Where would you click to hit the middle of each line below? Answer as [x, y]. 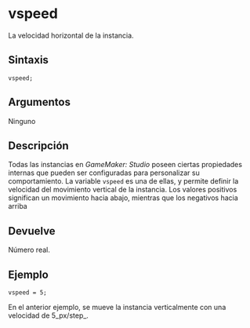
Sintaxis [29, 60]
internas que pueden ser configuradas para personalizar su [104, 173]
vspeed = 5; [27, 293]
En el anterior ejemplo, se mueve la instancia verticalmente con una [117, 307]
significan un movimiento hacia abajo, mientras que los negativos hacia [123, 198]
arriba [18, 206]
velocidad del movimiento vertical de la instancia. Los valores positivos [123, 190]
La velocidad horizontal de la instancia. [71, 35]
